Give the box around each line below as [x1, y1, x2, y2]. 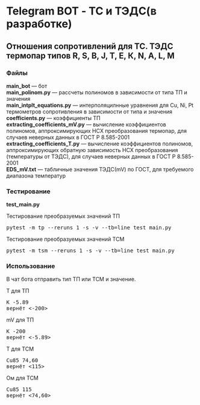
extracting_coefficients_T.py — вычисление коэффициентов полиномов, [6, 140, 193, 147]
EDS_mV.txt [6, 165, 37, 173]
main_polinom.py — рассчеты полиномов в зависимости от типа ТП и [6, 89, 188, 96]
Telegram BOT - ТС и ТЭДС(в [6, 4, 157, 18]
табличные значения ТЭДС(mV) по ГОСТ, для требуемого [44, 165, 194, 173]
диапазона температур [6, 172, 66, 179]
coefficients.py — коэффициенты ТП [6, 114, 101, 121]
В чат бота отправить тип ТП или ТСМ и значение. [6, 276, 136, 283]
